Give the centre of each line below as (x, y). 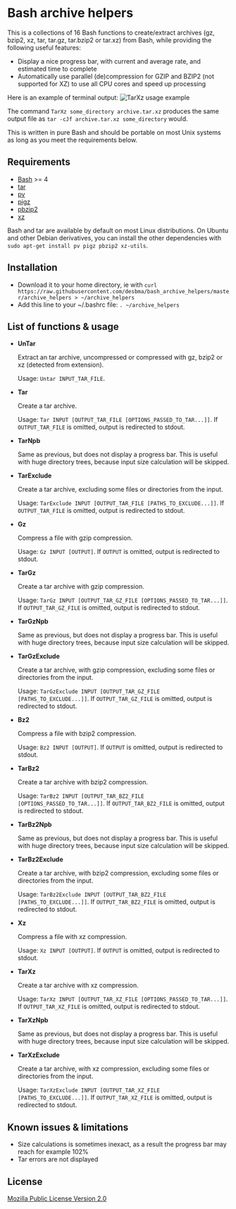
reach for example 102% (53, 1152)
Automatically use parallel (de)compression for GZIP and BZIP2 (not (116, 76)
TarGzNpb (33, 621)
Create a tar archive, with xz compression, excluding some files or (113, 1069)
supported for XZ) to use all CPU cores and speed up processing (112, 83)
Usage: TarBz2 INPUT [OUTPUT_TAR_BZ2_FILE (81, 796)
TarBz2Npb (35, 825)
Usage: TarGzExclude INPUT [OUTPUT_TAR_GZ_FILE (89, 691)
